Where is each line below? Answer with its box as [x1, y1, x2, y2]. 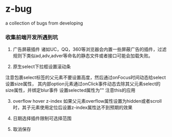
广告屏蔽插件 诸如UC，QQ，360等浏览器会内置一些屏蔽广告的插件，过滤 [12, 47, 167, 53]
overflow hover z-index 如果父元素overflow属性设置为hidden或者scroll [12, 98, 162, 104]
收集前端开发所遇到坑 [5, 34, 58, 41]
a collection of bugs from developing [5, 20, 83, 26]
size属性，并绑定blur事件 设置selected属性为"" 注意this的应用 [5, 87, 136, 94]
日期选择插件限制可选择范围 [12, 116, 72, 122]
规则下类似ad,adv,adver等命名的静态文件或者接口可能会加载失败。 [12, 53, 153, 59]
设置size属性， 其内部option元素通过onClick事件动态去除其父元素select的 [5, 81, 161, 87]
